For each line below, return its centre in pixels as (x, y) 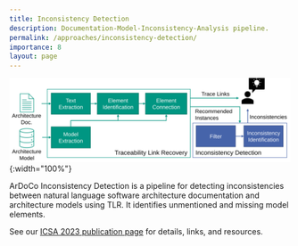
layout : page (33, 57)
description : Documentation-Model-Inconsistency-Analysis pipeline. (139, 28)
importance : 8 (36, 47)
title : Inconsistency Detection (69, 19)
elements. (28, 214)
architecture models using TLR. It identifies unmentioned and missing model (149, 204)
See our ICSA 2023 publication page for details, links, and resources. (136, 231)
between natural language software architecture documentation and (135, 195)
